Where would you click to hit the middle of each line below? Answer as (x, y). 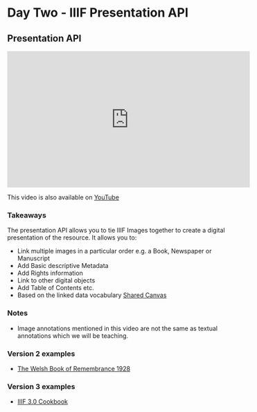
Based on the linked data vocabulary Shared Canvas (92, 295)
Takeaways (27, 215)
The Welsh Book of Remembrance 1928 (73, 368)
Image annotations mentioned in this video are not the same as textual (117, 328)
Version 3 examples (41, 386)
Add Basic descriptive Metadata (63, 266)
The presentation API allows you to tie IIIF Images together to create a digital (116, 231)
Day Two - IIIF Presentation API (98, 13)
